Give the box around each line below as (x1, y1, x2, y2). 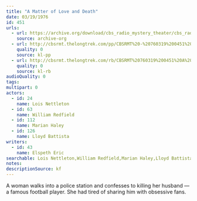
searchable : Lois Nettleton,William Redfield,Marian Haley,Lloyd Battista (6, 155, 193, 161)
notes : (6, 161, 22, 167)
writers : (6, 138, 28, 145)
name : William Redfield (16, 112, 75, 117)
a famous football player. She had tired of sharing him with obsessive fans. (6, 188, 186, 195)
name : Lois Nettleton (16, 100, 69, 107)
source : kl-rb (16, 68, 51, 74)
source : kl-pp (16, 52, 51, 58)
